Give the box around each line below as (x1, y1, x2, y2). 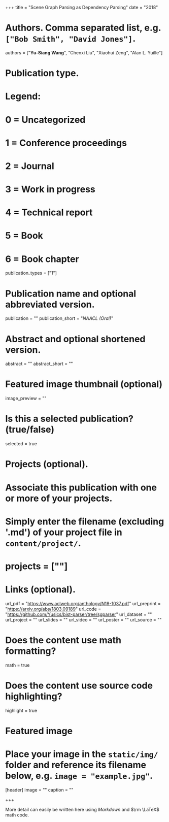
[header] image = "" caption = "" (5, 786, 74, 793)
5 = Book (5, 230, 43, 242)
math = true (5, 662, 30, 668)
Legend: (5, 91, 41, 102)
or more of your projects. (5, 492, 113, 504)
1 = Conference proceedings (5, 137, 127, 149)
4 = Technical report (5, 207, 93, 218)
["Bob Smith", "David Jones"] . (5, 33, 136, 45)
